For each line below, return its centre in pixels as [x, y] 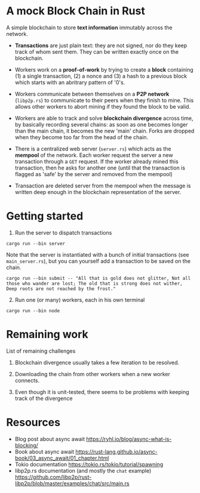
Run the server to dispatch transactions [63, 232]
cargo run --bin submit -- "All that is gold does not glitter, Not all [99, 278]
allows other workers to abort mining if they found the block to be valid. [103, 106]
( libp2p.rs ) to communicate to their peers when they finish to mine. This [104, 100]
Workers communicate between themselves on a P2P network [92, 94]
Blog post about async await [50, 439]
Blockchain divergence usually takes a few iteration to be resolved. [97, 362]
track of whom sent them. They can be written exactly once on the [97, 51]
